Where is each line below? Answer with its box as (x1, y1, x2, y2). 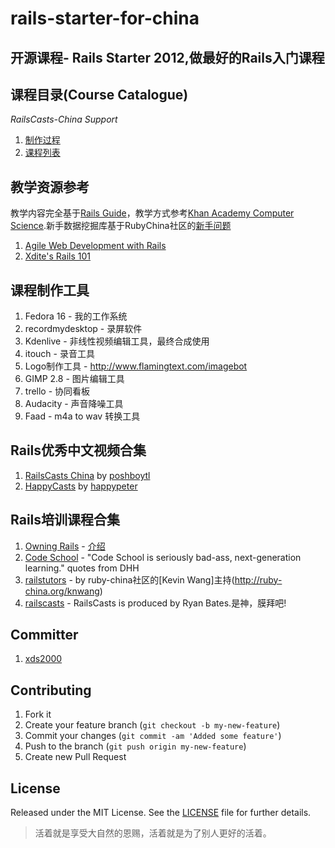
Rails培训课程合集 (10, 512, 121, 529)
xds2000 (24, 653, 63, 665)
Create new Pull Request (24, 751, 127, 763)
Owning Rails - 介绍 (24, 540, 106, 552)
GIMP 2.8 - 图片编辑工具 (24, 373, 125, 385)
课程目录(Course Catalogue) (10, 86, 189, 103)
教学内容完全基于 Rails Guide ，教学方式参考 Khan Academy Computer (10, 207, 295, 219)
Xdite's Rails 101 (24, 250, 91, 262)
